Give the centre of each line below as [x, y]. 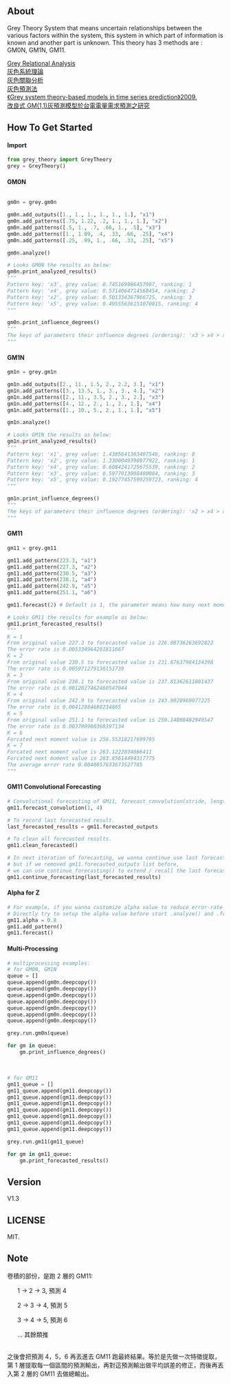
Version [24, 1182]
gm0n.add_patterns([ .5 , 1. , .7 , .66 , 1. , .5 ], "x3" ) [84, 227]
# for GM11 [23, 1078]
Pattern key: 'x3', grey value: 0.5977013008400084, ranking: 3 [101, 474]
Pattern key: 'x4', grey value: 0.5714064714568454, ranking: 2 [101, 291]
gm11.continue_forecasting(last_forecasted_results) [84, 877]
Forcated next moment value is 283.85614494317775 [81, 759]
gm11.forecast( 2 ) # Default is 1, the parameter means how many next [109, 605]
